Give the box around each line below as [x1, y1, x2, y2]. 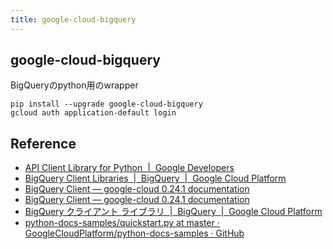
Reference [10, 135, 77, 152]
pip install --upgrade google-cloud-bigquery [10, 99, 203, 110]
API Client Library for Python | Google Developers [24, 162, 235, 174]
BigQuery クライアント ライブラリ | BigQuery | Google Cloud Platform [24, 206, 323, 218]
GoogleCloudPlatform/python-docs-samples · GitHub [24, 227, 245, 240]
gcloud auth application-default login [10, 108, 177, 118]
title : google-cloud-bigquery [10, 14, 137, 25]
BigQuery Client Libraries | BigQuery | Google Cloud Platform [24, 172, 287, 185]
